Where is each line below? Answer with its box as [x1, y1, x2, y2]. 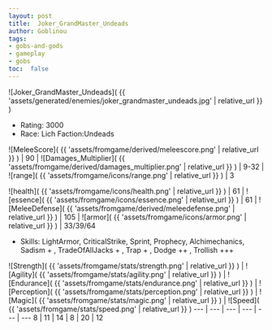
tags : [8, 34, 27, 43]
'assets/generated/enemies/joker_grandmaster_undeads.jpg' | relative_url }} [8, 95, 263, 106]
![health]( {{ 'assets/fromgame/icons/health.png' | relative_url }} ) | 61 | [8, 186, 245, 196]
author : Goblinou [8, 27, 67, 35]
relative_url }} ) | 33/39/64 [8, 220, 96, 230]
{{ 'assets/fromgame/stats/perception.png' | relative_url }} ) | [54, 286, 258, 297]
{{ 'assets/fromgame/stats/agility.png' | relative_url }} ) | [39, 269, 226, 279]
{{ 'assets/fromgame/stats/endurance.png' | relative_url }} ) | [54, 278, 257, 288]
